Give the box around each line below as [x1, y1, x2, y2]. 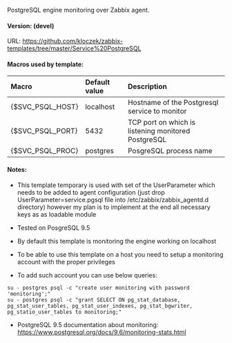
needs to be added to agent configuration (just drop [17, 188, 166, 196]
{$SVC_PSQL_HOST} [10, 102, 79, 112]
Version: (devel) [7, 21, 55, 30]
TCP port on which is [127, 117, 195, 127]
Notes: [7, 166, 28, 173]
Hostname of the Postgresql [127, 98, 219, 108]
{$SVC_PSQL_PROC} [10, 146, 79, 156]
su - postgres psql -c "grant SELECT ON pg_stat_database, [7, 296, 181, 303]
